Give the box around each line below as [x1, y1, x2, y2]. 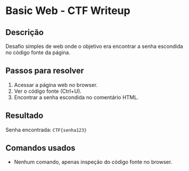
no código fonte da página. [5, 49, 71, 56]
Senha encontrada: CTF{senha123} [5, 126, 87, 133]
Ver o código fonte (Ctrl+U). [13, 88, 82, 95]
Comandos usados [5, 143, 75, 153]
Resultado [5, 111, 43, 121]
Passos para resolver [5, 66, 84, 76]
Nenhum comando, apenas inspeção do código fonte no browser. [13, 159, 173, 166]
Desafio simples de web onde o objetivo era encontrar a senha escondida [5, 43, 184, 50]
